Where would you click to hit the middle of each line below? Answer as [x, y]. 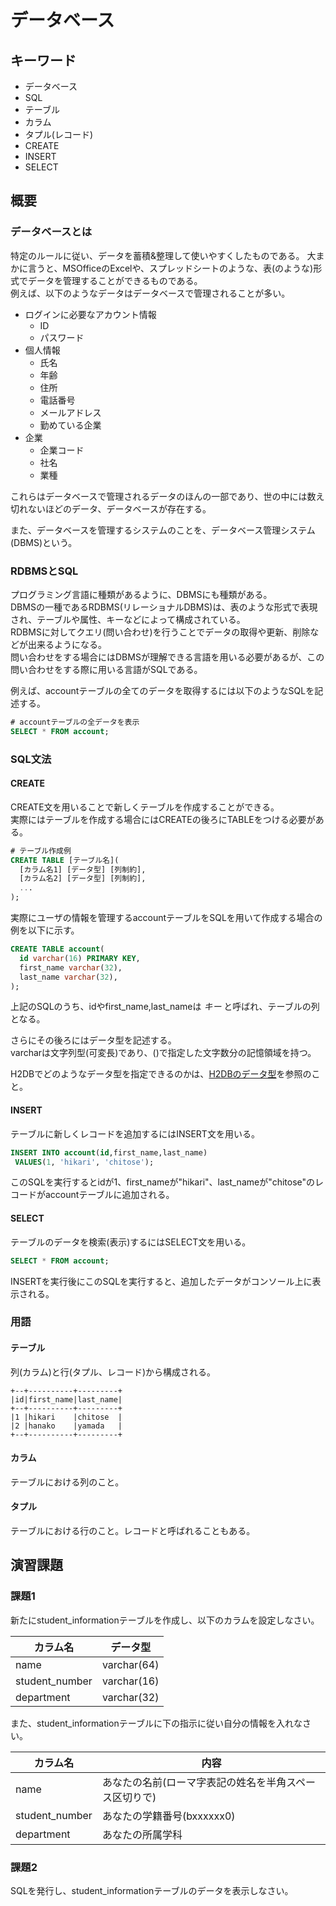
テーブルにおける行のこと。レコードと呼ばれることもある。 [133, 1531]
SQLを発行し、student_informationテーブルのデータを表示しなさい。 [152, 1891]
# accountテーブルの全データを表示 [75, 722]
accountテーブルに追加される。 [109, 1195]
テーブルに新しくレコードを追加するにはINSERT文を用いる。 [135, 1133]
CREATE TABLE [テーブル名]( [65, 860]
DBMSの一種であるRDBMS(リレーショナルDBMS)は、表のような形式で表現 [164, 607]
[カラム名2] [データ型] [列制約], [83, 879]
